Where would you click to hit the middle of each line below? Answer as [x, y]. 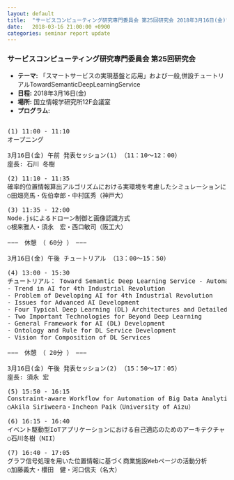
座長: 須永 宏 [28, 377]
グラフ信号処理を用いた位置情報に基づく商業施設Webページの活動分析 [107, 461]
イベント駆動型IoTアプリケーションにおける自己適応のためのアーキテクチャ [116, 429]
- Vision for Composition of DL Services [79, 337]
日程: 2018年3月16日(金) [52, 93]
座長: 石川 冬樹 [31, 164]
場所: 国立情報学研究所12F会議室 [64, 101]
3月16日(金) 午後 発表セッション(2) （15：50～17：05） [94, 368]
